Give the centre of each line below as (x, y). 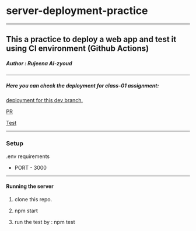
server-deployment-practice (77, 11)
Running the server (30, 186)
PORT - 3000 (30, 167)
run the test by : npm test (45, 222)
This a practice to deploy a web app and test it (91, 39)
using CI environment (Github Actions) (78, 49)
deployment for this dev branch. (45, 100)
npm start (26, 211)
